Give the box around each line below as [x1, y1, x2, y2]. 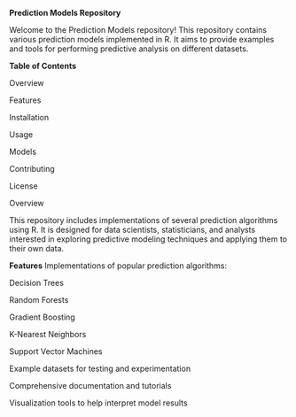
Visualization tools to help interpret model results [9, 398, 188, 408]
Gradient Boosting [9, 312, 75, 322]
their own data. [9, 243, 65, 253]
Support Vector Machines [9, 346, 103, 357]
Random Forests [9, 295, 69, 305]
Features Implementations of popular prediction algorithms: [9, 260, 228, 271]
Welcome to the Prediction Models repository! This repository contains [9, 25, 268, 35]
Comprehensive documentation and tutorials [9, 381, 172, 390]
